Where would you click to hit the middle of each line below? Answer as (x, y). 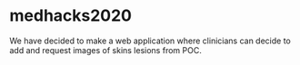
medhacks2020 (71, 16)
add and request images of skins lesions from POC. (105, 50)
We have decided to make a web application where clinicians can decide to (150, 41)
